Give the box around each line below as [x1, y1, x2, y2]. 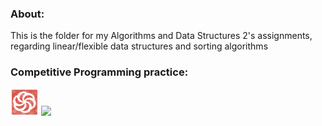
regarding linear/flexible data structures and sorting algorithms [10, 40, 269, 52]
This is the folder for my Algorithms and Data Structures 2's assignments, [10, 30, 313, 42]
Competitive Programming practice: [10, 65, 189, 79]
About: [10, 7, 45, 21]
